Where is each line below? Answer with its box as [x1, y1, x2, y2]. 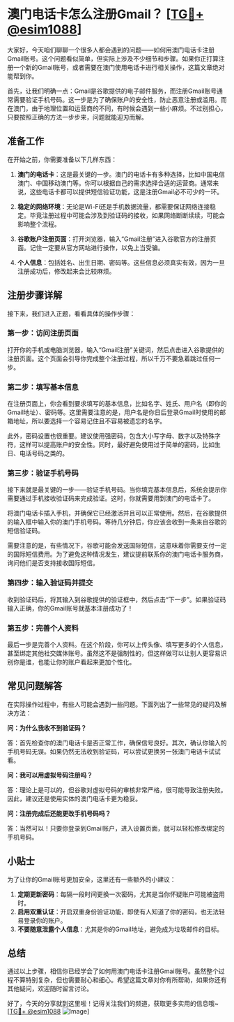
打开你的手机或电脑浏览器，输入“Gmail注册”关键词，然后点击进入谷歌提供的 [7, 345, 224, 353]
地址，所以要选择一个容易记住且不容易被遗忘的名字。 [13, 417, 166, 425]
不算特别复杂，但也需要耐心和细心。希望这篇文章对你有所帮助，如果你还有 [13, 976, 227, 984]
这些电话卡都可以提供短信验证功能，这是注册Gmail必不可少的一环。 [29, 187, 224, 196]
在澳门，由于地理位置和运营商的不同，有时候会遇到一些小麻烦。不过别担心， [7, 104, 227, 112]
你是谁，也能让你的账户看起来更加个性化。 [13, 658, 136, 666]
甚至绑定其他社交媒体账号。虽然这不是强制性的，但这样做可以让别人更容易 [7, 649, 221, 657]
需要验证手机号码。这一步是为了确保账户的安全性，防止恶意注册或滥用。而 [13, 95, 227, 103]
